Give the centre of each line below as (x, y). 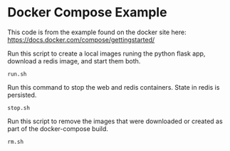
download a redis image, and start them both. (74, 61)
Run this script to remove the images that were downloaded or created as (115, 121)
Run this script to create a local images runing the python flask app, (106, 53)
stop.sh (19, 108)
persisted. (22, 95)
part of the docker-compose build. (58, 128)
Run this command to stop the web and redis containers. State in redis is (114, 87)
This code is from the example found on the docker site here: (97, 32)
